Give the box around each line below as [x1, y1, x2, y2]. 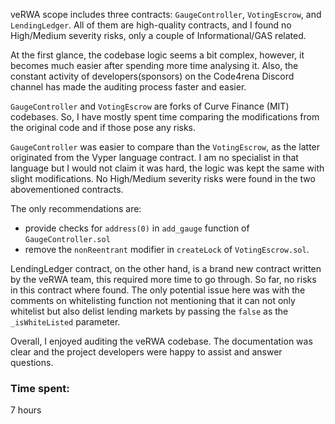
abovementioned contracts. [10, 184, 124, 195]
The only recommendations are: [10, 203, 142, 214]
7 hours [10, 404, 42, 416]
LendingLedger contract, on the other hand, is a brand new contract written [10, 263, 322, 274]
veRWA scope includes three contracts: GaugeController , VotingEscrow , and [10, 9, 322, 20]
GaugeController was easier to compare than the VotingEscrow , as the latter [10, 141, 321, 153]
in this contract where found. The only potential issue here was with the [10, 284, 306, 296]
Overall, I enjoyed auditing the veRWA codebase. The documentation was [10, 335, 313, 347]
